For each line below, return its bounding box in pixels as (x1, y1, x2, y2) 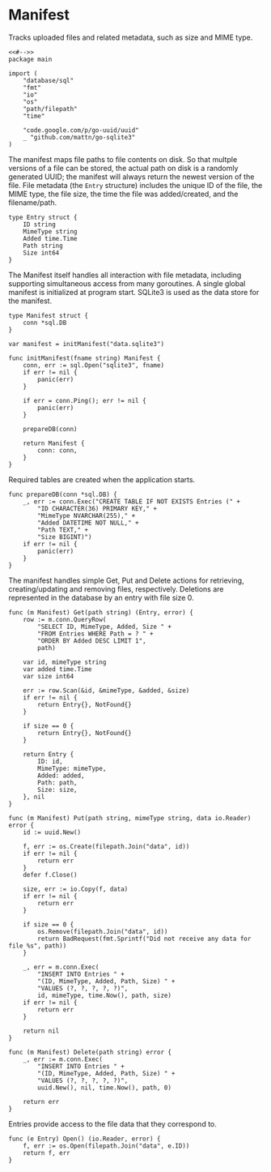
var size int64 (23, 672, 74, 680)
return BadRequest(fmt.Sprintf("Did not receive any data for (37, 935, 252, 943)
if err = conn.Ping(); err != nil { (23, 396, 147, 404)
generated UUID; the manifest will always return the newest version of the (8, 172, 255, 182)
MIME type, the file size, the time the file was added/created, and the (8, 189, 239, 199)
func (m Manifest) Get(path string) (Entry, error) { (8, 608, 194, 617)
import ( (8, 69, 38, 78)
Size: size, (37, 785, 78, 793)
